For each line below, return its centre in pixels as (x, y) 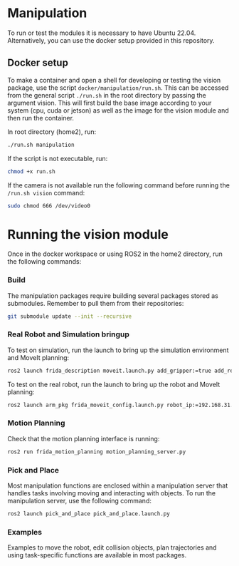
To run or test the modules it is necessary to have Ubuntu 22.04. (102, 33)
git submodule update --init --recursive (70, 316)
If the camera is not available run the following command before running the (118, 185)
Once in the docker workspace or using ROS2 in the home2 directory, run (115, 254)
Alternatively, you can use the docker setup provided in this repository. (111, 40)
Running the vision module (88, 234)
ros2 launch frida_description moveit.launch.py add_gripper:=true (110, 371)
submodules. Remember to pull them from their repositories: (96, 303)
